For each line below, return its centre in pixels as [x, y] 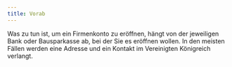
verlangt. [20, 56]
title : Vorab [26, 14]
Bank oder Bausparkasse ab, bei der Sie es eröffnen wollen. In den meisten [116, 41]
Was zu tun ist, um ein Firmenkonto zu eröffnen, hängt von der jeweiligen [113, 33]
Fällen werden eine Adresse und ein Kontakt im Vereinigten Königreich [109, 48]
